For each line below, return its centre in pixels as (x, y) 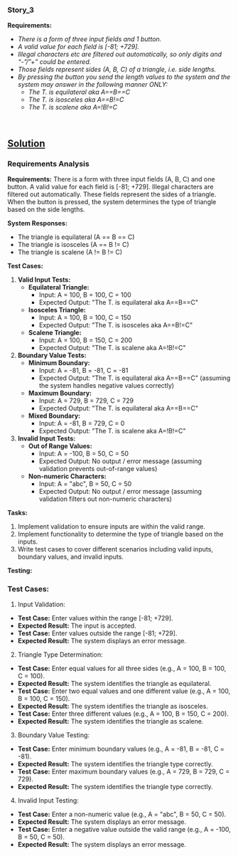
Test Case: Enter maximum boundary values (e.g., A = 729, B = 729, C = (124, 772)
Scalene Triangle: (55, 332)
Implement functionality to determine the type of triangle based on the (120, 534)
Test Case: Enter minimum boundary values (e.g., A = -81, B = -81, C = (121, 749)
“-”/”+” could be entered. (54, 62)
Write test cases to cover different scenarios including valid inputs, (115, 549)
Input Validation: (41, 604)
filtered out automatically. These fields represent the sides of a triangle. (112, 194)
